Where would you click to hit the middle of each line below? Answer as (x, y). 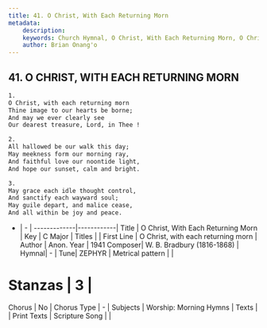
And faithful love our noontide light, (74, 161)
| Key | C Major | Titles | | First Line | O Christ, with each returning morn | (138, 237)
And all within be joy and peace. (66, 213)
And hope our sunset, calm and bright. (74, 169)
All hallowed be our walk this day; (69, 147)
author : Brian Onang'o (60, 45)
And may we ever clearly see (56, 118)
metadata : (25, 23)
